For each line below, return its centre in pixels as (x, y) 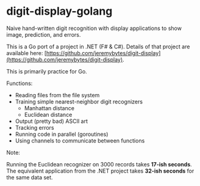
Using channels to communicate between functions (80, 140)
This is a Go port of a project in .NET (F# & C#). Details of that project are (98, 46)
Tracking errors (34, 127)
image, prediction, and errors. (44, 34)
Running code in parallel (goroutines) (62, 134)
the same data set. (30, 177)
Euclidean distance (48, 114)
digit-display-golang (59, 11)
